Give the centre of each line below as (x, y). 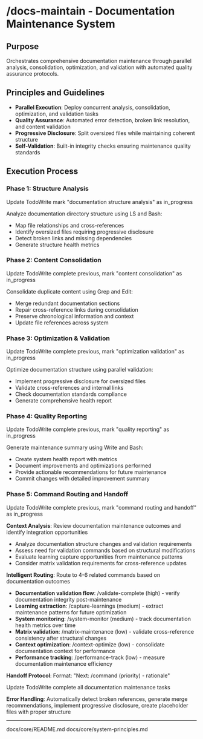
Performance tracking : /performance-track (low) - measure (90, 657)
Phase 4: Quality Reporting (47, 416)
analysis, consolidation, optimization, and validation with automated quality (99, 67)
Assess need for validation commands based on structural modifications (105, 550)
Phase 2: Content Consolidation (54, 260)
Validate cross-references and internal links (69, 388)
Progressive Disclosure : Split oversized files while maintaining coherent (105, 133)
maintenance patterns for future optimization (71, 612)
